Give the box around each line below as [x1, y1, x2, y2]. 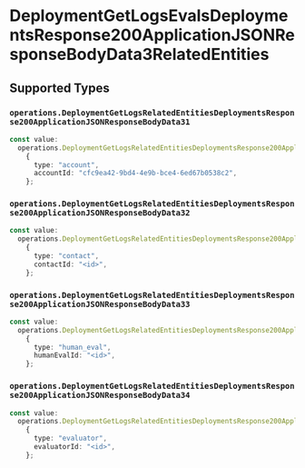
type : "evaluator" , [33, 433, 107, 443]
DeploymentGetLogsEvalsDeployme [9, 5, 289, 26]
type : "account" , [33, 160, 100, 169]
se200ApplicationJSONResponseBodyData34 [9, 390, 191, 401]
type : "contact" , [33, 252, 100, 261]
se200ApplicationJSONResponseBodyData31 [9, 116, 191, 127]
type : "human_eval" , [33, 343, 112, 352]
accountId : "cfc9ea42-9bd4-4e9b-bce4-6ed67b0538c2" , [33, 169, 238, 178]
